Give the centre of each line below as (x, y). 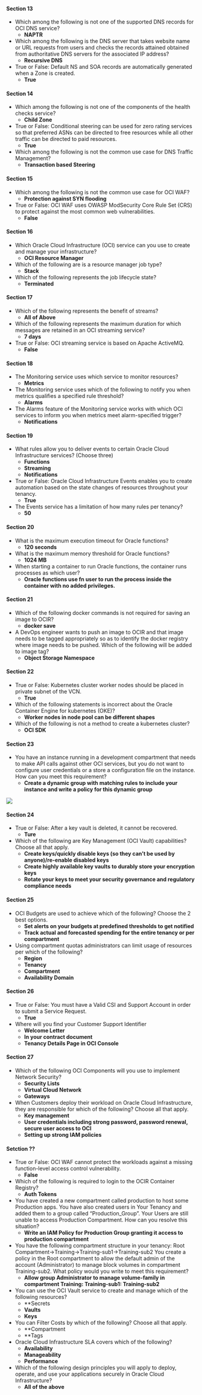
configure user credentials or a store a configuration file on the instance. (105, 770)
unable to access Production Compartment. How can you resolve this (101, 1220)
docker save (40, 625)
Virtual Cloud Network (53, 1090)
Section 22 (20, 672)
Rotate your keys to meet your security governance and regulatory (109, 879)
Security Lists (42, 1084)
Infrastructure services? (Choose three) (64, 455)
